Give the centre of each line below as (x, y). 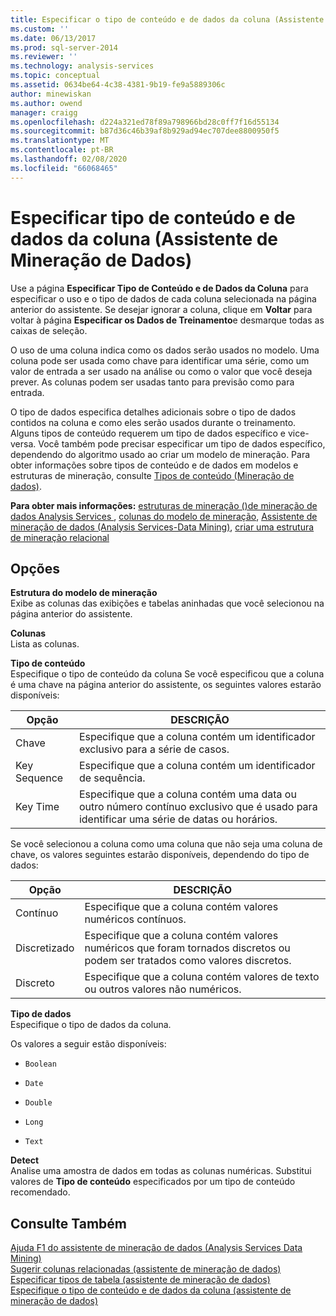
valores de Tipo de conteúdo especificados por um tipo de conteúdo (153, 1182)
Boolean (40, 1064)
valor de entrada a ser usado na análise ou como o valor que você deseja (161, 371)
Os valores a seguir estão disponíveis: (88, 1044)
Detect (25, 1160)
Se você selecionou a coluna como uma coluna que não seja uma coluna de (166, 844)
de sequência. (112, 778)
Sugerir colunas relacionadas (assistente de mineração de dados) (146, 1269)
